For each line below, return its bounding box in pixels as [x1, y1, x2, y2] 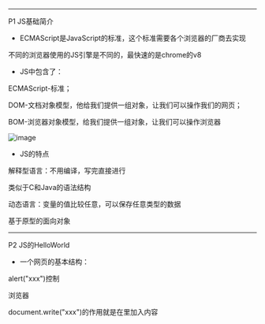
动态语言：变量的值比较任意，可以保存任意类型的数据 [8, 199, 181, 209]
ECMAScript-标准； [8, 84, 73, 93]
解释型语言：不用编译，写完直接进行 [8, 166, 126, 175]
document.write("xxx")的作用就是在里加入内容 [8, 307, 159, 316]
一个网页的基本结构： [19, 257, 89, 266]
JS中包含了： [19, 67, 63, 76]
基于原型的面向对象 [8, 216, 71, 225]
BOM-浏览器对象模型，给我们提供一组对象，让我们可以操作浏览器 [8, 117, 221, 126]
